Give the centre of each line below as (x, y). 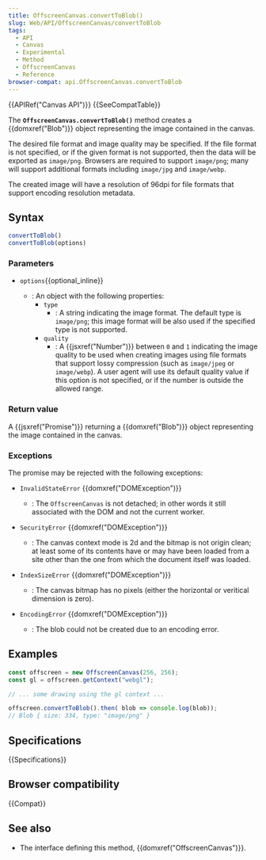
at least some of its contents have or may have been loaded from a (140, 551)
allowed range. (80, 388)
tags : (17, 30)
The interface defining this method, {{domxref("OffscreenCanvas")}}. (133, 847)
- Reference (35, 75)
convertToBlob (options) (47, 243)
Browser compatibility (64, 784)
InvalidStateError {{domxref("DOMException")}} (101, 487)
